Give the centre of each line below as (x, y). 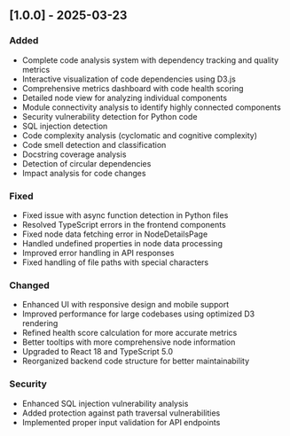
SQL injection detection (65, 126)
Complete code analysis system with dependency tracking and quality (150, 60)
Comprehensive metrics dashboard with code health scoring (133, 88)
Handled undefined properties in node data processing (122, 243)
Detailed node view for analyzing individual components (125, 97)
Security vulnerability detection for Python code (110, 116)
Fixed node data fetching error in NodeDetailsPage (115, 234)
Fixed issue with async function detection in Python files (125, 215)
